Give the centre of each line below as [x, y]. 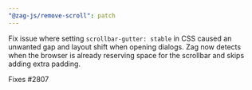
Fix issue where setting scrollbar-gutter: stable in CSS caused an [120, 38]
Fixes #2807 [29, 79]
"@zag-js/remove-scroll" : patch [62, 16]
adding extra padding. [45, 64]
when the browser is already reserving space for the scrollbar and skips [126, 55]
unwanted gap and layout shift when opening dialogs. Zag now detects [125, 47]
